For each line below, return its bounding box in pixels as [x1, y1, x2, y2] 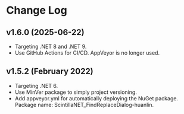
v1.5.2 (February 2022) [6, 66, 93, 77]
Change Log [6, 4, 67, 17]
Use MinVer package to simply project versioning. [14, 88, 137, 96]
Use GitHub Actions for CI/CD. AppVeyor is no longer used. [14, 49, 160, 56]
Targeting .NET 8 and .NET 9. [14, 43, 87, 50]
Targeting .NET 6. [14, 82, 58, 89]
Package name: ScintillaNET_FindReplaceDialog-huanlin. [14, 101, 154, 108]
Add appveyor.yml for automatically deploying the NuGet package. [14, 94, 179, 102]
